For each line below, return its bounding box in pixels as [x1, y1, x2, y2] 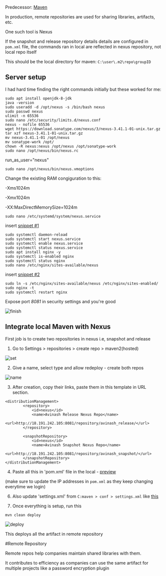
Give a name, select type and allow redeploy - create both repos [12, 364, 144, 370]
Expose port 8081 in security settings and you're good [5, 298, 116, 304]
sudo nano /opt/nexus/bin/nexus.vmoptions [5, 166, 94, 171]
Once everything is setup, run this [12, 503, 82, 509]
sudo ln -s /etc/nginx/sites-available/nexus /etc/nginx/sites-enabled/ [5, 281, 159, 286]
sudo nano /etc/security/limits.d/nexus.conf [5, 117, 101, 122]
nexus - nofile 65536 [5, 122, 50, 127]
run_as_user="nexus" [5, 157, 49, 163]
